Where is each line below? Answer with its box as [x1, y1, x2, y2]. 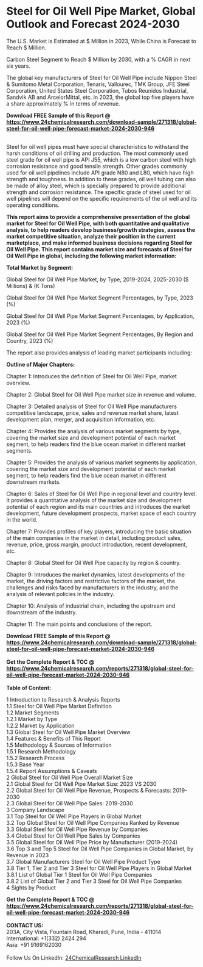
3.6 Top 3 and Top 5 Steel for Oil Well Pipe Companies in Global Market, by [6, 845, 194, 852]
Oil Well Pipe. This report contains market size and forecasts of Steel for [6, 245, 192, 253]
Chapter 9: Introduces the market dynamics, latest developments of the [6, 570, 185, 578]
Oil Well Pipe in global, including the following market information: [6, 252, 177, 259]
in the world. [6, 516, 38, 523]
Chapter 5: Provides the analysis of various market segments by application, [6, 459, 198, 466]
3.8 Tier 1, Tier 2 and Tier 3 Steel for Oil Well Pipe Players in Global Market [6, 865, 192, 872]
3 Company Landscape [6, 806, 65, 813]
